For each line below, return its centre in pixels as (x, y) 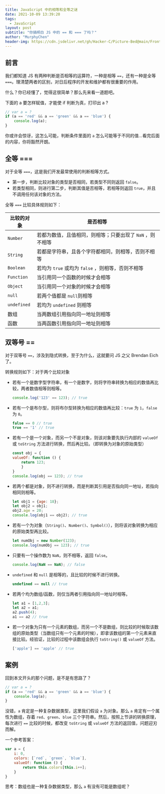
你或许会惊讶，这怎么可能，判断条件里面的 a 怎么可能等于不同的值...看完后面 (82, 136)
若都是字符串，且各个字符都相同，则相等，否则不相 (96, 251)
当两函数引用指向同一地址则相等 (74, 323)
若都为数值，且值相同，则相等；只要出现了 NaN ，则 (96, 235)
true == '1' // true (33, 428)
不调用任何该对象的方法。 (38, 194)
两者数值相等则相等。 (42, 388)
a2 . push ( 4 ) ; (24, 613)
